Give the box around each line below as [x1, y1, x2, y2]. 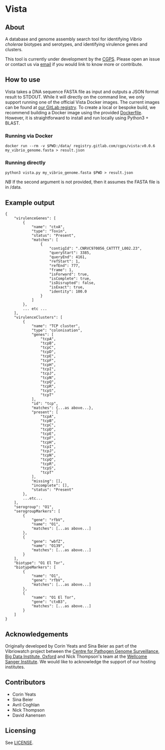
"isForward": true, [49, 272, 90, 277]
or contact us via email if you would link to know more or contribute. [5, 62, 143, 67]
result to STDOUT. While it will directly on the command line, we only [5, 94, 145, 99]
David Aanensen [12, 712, 46, 718]
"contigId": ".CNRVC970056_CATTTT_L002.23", [49, 246, 142, 251]
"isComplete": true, [49, 276, 92, 281]
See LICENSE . [5, 740, 33, 746]
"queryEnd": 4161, [49, 255, 87, 260]
